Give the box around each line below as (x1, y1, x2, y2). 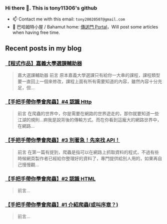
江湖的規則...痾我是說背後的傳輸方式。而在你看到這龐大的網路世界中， (17, 117, 161, 123)
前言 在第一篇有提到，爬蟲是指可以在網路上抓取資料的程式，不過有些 (17, 149, 159, 155)
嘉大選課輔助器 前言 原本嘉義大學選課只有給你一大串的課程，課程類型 (17, 72, 160, 78)
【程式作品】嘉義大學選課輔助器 (5, 60, 82, 67)
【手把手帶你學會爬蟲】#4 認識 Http (5, 98, 92, 105)
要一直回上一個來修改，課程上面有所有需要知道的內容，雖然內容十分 (17, 78, 158, 84)
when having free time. (12, 29, 60, 35)
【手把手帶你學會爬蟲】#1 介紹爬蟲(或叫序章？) (5, 201, 118, 208)
